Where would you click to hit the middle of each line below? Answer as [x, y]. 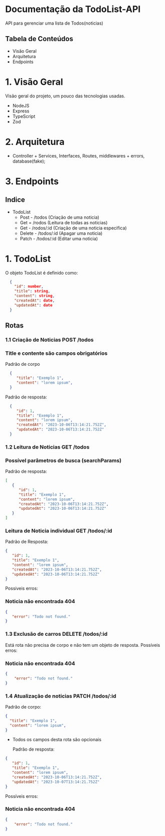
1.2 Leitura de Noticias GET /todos [47, 447]
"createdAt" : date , [35, 301]
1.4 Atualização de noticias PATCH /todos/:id [61, 696]
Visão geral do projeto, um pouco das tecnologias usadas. [65, 96]
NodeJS [21, 105]
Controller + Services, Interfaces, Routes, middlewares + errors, [78, 156]
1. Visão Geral [34, 82]
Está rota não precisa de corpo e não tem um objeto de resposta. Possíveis [83, 645]
